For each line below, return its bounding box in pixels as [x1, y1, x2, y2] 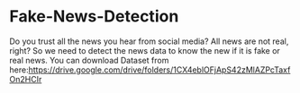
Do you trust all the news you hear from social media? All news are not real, [9, 36, 289, 46]
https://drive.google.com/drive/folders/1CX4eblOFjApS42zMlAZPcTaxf [28, 64, 291, 75]
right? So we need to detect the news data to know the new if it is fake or [9, 45, 281, 55]
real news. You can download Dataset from [9, 55, 169, 65]
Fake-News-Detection [9, 6, 179, 27]
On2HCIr [9, 73, 42, 84]
